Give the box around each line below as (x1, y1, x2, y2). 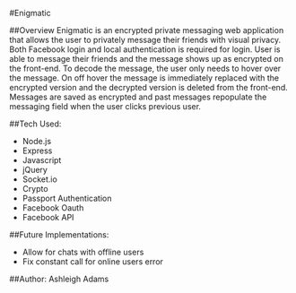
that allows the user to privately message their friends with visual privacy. (9, 35, 281, 45)
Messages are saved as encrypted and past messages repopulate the (9, 91, 267, 102)
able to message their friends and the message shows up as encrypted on (9, 54, 284, 64)
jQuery (22, 165, 48, 175)
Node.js (22, 136, 52, 146)
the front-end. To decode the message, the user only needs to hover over (9, 63, 282, 73)
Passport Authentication (22, 193, 112, 203)
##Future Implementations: (9, 229, 109, 240)
